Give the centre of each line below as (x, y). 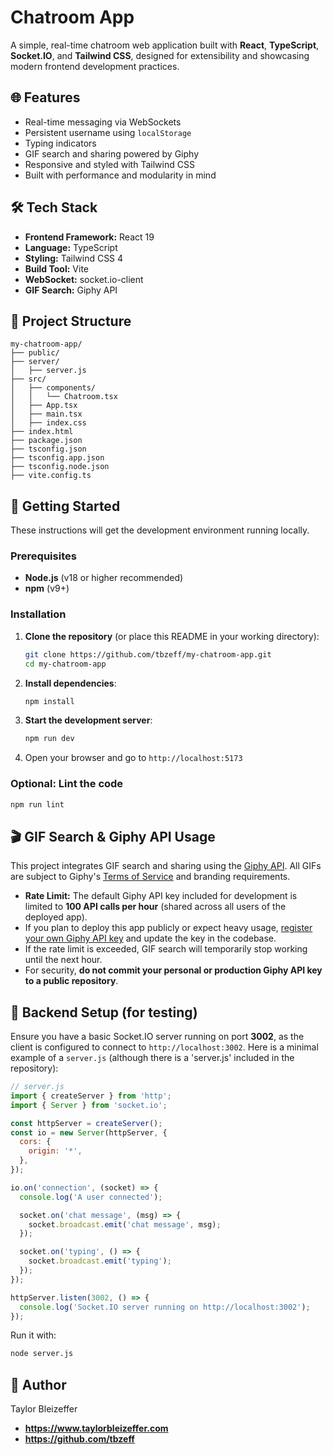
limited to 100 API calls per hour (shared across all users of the (155, 907)
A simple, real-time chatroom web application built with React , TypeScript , (165, 45)
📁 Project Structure (71, 321)
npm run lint (37, 804)
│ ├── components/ (53, 388)
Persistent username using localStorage (108, 132)
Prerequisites (43, 556)
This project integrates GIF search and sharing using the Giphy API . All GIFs (166, 866)
